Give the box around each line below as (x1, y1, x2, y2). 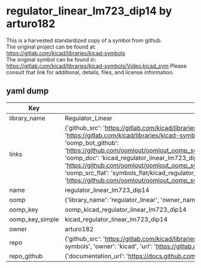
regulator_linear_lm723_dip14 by (6, 4, 172, 18)
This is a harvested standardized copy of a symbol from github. (6, 37, 163, 44)
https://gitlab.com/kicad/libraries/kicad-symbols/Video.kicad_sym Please (6, 62, 187, 70)
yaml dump (6, 86, 49, 97)
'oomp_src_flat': (65, 168, 109, 177)
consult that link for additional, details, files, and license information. (6, 68, 175, 76)
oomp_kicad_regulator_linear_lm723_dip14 (65, 205, 187, 213)
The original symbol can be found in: (6, 56, 97, 63)
